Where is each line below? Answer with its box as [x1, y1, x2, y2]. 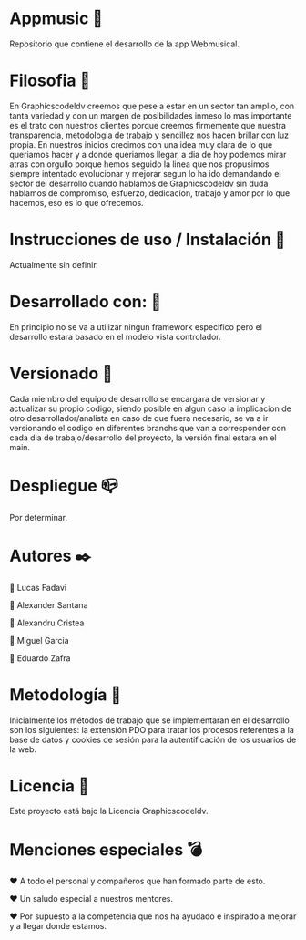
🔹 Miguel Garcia [9, 635, 70, 646]
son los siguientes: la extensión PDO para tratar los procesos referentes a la [9, 724, 294, 735]
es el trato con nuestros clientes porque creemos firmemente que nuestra [9, 119, 287, 130]
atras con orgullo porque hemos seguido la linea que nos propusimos [9, 159, 270, 170]
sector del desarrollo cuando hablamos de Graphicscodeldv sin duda [9, 178, 269, 189]
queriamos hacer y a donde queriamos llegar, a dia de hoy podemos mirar [9, 149, 287, 160]
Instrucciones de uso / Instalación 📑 [9, 230, 286, 250]
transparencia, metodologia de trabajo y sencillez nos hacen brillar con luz [9, 129, 290, 140]
